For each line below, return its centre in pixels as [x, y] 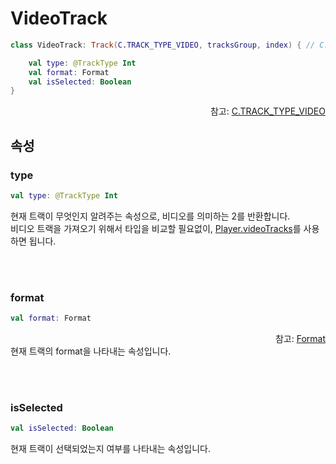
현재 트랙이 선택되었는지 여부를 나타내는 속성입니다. [110, 449]
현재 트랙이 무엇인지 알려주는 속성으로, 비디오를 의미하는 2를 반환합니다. [150, 216]
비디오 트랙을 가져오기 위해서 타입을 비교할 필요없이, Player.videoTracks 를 [156, 228]
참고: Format [300, 339]
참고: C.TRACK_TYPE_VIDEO [267, 111]
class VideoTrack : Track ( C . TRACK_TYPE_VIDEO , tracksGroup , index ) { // [162, 45]
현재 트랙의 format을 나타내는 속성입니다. [91, 351]
